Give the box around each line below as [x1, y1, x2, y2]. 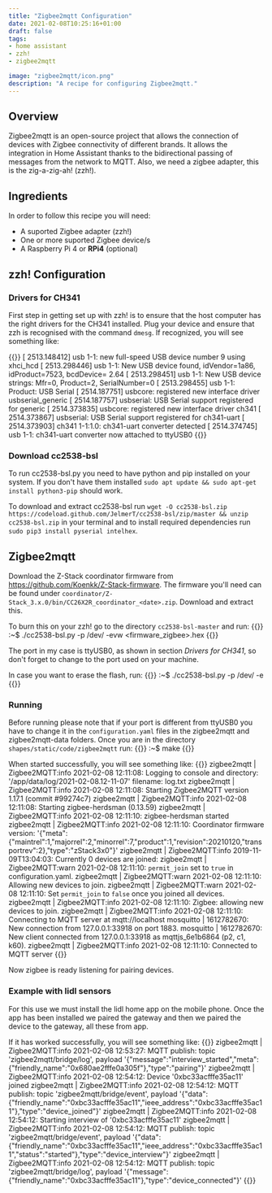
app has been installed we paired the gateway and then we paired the [8, 1012, 242, 1022]
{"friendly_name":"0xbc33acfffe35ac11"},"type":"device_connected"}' [8, 1175, 242, 1185]
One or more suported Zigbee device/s [19, 235, 151, 245]
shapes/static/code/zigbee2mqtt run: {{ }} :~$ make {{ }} [8, 743, 195, 753]
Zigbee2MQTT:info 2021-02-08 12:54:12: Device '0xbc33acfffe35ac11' [8, 1071, 244, 1082]
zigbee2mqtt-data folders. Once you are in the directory [8, 735, 196, 745]
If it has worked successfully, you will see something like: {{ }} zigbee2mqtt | [8, 1037, 263, 1047]
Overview [8, 110, 59, 124]
